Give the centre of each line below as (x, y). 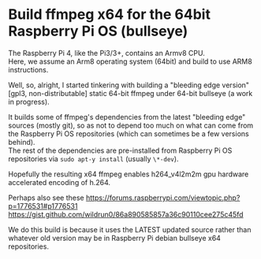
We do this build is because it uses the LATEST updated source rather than (130, 229)
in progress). (29, 102)
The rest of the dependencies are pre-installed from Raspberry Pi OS (120, 150)
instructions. (28, 69)
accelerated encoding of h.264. (60, 182)
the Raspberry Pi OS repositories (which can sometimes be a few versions (129, 133)
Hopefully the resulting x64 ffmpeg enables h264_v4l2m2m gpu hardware (129, 174)
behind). (22, 142)
